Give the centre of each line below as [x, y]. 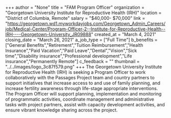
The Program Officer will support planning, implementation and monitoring [83, 94]
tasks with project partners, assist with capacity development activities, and [85, 105]
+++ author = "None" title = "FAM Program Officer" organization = [75, 7]
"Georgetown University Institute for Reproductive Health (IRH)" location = [83, 13]
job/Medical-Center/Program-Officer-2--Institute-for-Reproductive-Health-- [86, 29]
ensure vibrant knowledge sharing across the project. [62, 110]
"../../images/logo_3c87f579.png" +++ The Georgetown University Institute [84, 67]
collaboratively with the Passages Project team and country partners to [80, 78]
